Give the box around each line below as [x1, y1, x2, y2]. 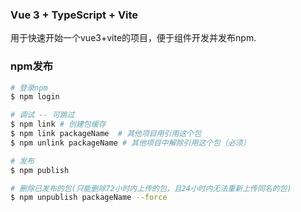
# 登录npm [10, 83, 48, 93]
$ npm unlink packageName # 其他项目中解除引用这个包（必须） [10, 138, 251, 148]
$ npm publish [10, 165, 70, 175]
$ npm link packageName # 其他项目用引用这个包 [10, 129, 202, 139]
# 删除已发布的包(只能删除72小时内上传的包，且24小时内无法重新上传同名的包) [10, 183, 292, 193]
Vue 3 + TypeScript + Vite [10, 8, 139, 22]
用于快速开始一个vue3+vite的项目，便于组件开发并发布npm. [10, 32, 257, 44]
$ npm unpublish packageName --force [10, 193, 168, 203]
